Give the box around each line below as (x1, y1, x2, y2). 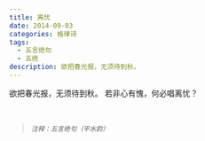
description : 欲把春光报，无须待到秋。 (9, 63, 140, 72)
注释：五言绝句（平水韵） (30, 124, 109, 133)
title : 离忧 (9, 12, 51, 22)
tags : (9, 37, 29, 47)
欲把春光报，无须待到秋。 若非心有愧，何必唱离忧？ (9, 88, 198, 98)
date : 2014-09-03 (9, 21, 74, 30)
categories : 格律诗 (9, 29, 77, 38)
